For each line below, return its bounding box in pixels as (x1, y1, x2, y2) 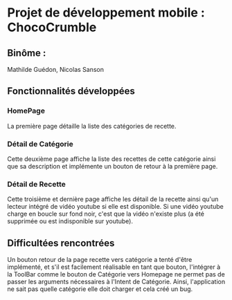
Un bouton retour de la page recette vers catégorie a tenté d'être (7, 256, 193, 264)
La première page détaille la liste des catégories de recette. (7, 122, 177, 130)
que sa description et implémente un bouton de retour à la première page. (7, 162, 218, 170)
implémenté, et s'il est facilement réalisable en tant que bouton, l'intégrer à (7, 263, 221, 271)
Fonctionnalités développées (7, 85, 135, 97)
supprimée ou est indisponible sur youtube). (7, 217, 134, 225)
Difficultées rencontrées (7, 237, 115, 249)
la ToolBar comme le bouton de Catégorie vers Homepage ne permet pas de (7, 270, 225, 279)
